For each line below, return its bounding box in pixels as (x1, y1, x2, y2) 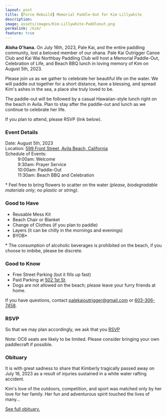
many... (5, 396, 20, 402)
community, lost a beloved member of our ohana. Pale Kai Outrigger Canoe (5, 50, 160, 56)
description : (5, 17, 32, 22)
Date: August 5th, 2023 (5, 140, 53, 146)
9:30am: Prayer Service (17, 162, 66, 168)
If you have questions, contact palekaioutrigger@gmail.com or (5, 297, 133, 303)
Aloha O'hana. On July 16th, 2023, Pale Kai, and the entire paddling (5, 45, 145, 50)
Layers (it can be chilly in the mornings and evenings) (12, 227, 123, 233)
